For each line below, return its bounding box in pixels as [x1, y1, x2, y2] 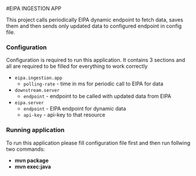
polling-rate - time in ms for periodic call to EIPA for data [23, 80, 164, 87]
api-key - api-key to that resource [23, 111, 106, 119]
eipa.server [14, 100, 44, 106]
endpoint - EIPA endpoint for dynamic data [23, 105, 126, 112]
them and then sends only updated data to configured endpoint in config [6, 23, 182, 29]
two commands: [6, 146, 45, 153]
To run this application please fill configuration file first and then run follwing [6, 139, 191, 146]
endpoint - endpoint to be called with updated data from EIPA [23, 93, 171, 100]
